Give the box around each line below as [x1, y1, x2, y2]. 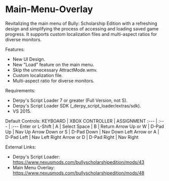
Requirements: [5, 87, 35, 93]
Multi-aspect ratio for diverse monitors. [12, 78, 95, 84]
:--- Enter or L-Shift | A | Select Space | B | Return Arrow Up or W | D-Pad [11, 123, 164, 129]
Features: [5, 46, 25, 52]
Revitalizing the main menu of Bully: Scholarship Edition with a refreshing [5, 20, 158, 26]
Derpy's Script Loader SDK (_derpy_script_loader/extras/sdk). [12, 102, 142, 108]
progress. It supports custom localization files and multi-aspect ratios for [5, 31, 157, 37]
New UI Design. [12, 56, 46, 62]
